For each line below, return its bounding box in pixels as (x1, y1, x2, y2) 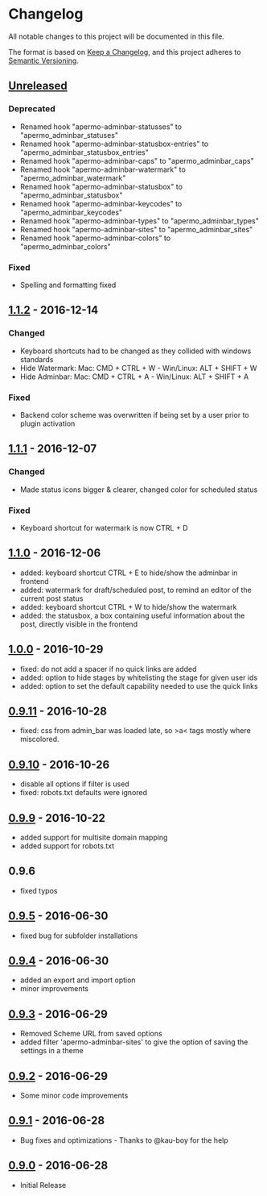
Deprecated (8, 103, 56, 115)
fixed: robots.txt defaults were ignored (19, 788, 147, 798)
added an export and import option (19, 975, 136, 985)
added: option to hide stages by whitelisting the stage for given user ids (19, 673, 258, 682)
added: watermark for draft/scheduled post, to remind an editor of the (19, 585, 252, 594)
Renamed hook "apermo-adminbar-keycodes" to (19, 198, 183, 208)
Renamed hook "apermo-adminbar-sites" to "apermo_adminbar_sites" (19, 224, 253, 234)
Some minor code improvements (19, 1090, 129, 1101)
